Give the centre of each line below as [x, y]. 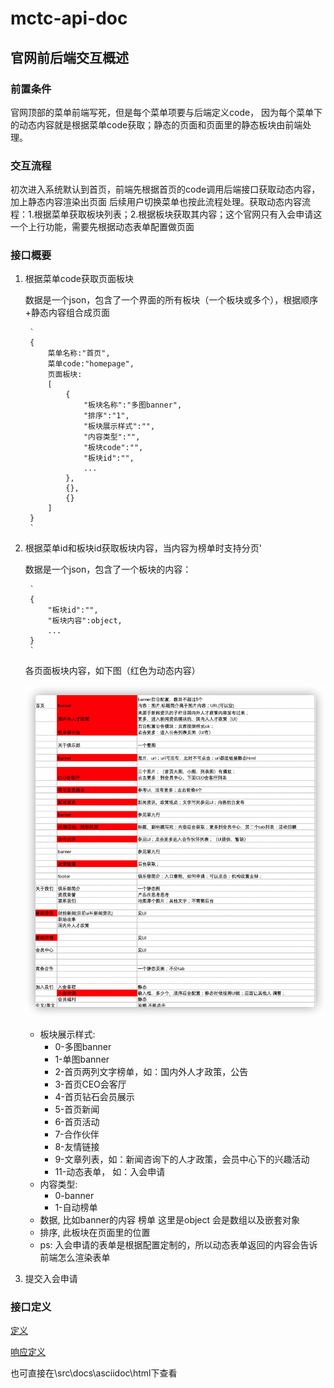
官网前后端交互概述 [69, 57]
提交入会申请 [51, 1278]
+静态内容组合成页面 [67, 313]
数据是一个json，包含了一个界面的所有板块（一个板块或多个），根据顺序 [171, 300]
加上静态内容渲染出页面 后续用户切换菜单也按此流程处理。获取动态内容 [156, 202]
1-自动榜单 [76, 1207]
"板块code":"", [113, 448]
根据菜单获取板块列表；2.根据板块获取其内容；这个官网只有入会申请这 [178, 214]
